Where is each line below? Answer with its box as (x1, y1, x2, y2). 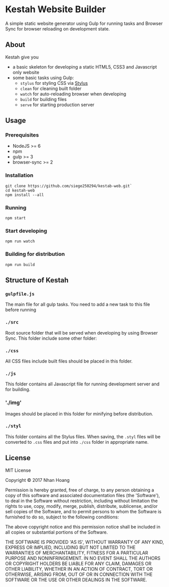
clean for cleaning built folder (20, 85, 82, 91)
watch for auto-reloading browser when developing (20, 90, 126, 97)
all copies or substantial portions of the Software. (5, 529, 108, 535)
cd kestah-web (5, 188, 35, 193)
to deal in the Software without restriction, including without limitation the (5, 498, 158, 504)
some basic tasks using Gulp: (12, 75, 74, 81)
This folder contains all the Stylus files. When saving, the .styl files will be (5, 433, 161, 440)
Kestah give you (5, 54, 39, 60)
